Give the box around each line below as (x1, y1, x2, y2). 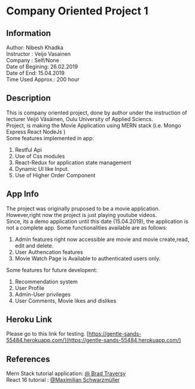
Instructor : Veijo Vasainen (6, 50, 71, 58)
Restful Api (14, 146, 42, 153)
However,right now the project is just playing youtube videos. (6, 211, 157, 218)
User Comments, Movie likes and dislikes (14, 297, 117, 304)
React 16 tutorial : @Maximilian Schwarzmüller (6, 376, 120, 384)
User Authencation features (14, 248, 84, 255)
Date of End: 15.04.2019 (6, 70, 65, 76)
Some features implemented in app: (6, 134, 95, 141)
